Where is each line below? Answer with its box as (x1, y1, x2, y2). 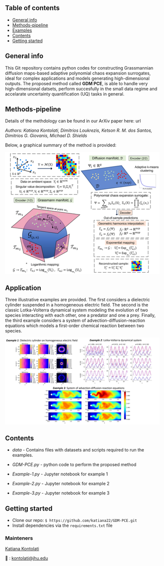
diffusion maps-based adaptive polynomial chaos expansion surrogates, (5, 70, 151, 76)
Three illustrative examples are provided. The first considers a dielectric (5, 296, 150, 303)
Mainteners (5, 535, 33, 542)
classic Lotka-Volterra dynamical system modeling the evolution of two (5, 307, 148, 313)
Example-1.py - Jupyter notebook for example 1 (12, 471, 108, 477)
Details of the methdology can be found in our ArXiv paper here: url (5, 118, 141, 124)
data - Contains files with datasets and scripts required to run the (12, 447, 144, 453)
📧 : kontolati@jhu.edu (5, 555, 48, 561)
